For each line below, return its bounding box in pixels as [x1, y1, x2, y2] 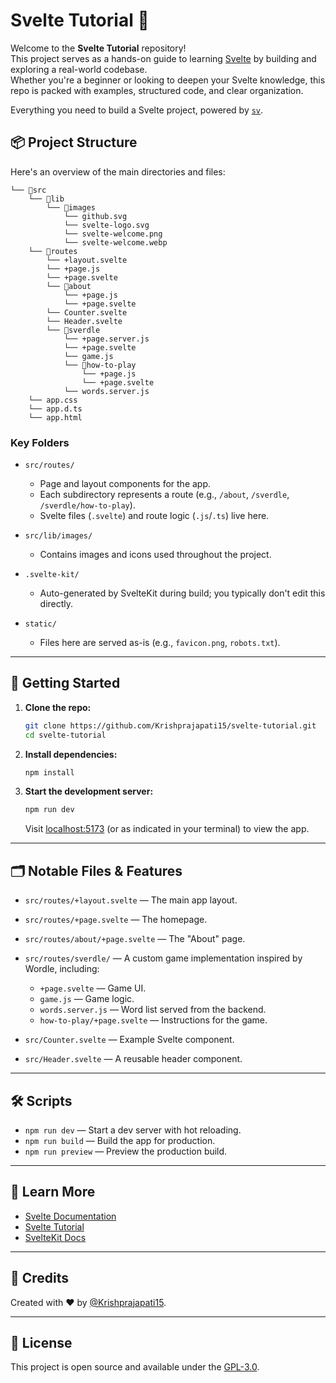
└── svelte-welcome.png [63, 229, 163, 239]
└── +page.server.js [63, 334, 150, 344]
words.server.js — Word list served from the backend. [39, 1004, 267, 1016]
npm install [24, 767, 75, 778]
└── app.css [28, 395, 78, 405]
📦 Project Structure [10, 134, 138, 151]
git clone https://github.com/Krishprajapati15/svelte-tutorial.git [24, 720, 317, 731]
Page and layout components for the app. [39, 478, 212, 490]
